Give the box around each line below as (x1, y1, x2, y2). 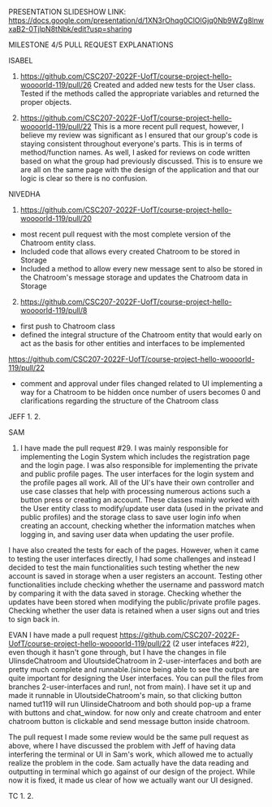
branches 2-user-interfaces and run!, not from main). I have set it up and (8, 682, 252, 692)
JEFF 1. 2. (8, 412, 41, 421)
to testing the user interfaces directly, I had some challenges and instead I (8, 554, 256, 563)
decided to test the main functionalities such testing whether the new (8, 562, 240, 572)
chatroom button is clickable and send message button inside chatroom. (8, 717, 250, 726)
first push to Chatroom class (19, 321, 115, 331)
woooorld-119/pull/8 (19, 306, 88, 315)
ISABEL (8, 56, 33, 65)
